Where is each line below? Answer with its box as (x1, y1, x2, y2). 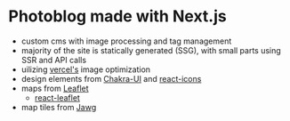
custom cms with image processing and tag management (20, 36, 232, 46)
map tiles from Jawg (20, 101, 97, 112)
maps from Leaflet (20, 83, 90, 93)
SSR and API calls (20, 54, 86, 65)
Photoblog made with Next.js (8, 6, 228, 27)
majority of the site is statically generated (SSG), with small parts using (20, 44, 281, 55)
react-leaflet (34, 92, 81, 103)
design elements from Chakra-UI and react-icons (20, 73, 202, 84)
